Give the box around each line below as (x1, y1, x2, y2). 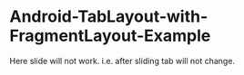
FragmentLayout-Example (9, 25, 211, 46)
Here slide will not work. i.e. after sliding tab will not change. (9, 55, 235, 66)
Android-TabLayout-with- (9, 6, 208, 27)
